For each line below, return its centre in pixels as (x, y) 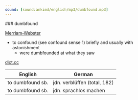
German (83, 74)
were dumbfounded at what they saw (57, 53)
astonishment (26, 47)
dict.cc (12, 62)
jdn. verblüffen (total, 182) (83, 82)
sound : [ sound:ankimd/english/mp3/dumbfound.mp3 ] (57, 10)
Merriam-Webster (23, 33)
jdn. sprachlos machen (79, 90)
